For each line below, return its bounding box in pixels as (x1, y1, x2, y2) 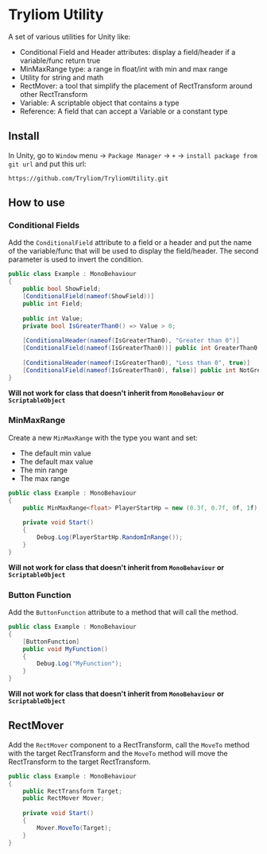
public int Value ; (22, 314, 83, 323)
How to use (8, 196, 65, 210)
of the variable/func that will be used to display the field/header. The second (8, 246, 259, 256)
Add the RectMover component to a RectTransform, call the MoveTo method (8, 739, 250, 749)
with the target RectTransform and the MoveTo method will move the (8, 748, 228, 758)
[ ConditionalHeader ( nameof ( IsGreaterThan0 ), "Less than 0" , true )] (22, 359, 250, 367)
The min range (19, 465, 68, 475)
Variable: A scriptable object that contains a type (19, 98, 180, 107)
